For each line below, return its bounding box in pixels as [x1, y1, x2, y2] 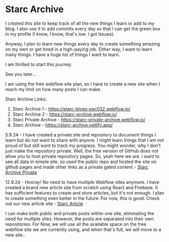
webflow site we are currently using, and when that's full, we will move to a [5, 226, 161, 232]
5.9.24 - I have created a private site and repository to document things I [5, 131, 156, 137]
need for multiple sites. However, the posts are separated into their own [5, 216, 154, 222]
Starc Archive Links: [5, 96, 47, 102]
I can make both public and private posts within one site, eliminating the [5, 210, 154, 216]
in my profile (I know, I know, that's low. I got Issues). [5, 31, 115, 37]
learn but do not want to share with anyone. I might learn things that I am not [5, 137, 164, 143]
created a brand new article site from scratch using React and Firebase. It [5, 184, 158, 190]
